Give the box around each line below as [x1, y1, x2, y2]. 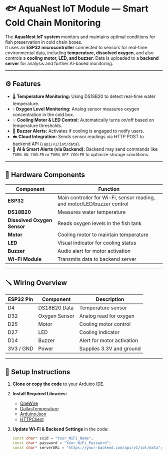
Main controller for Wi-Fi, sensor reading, [57, 194, 155, 201]
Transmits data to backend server [57, 256, 136, 263]
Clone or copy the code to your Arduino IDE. [12, 381, 105, 387]
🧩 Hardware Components [5, 171, 85, 179]
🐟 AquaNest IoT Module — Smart [5, 3, 148, 15]
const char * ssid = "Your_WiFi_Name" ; [12, 436, 93, 441]
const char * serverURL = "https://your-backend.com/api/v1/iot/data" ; [12, 445, 163, 450]
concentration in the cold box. [12, 111, 74, 118]
